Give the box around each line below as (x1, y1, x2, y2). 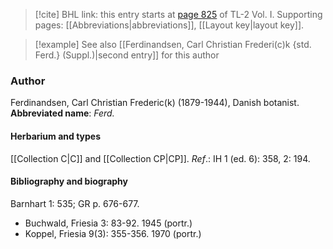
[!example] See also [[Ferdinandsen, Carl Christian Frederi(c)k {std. (34, 39, 312, 50)
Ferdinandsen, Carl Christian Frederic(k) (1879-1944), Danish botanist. (10, 97, 300, 109)
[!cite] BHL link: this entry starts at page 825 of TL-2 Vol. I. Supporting (34, 9, 323, 20)
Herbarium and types (10, 130, 102, 142)
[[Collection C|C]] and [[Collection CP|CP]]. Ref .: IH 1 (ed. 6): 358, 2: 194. (10, 152, 311, 164)
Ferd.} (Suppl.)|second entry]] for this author (34, 49, 220, 61)
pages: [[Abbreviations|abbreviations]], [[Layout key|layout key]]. (34, 19, 305, 31)
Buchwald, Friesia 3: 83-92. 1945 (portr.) (24, 217, 193, 229)
